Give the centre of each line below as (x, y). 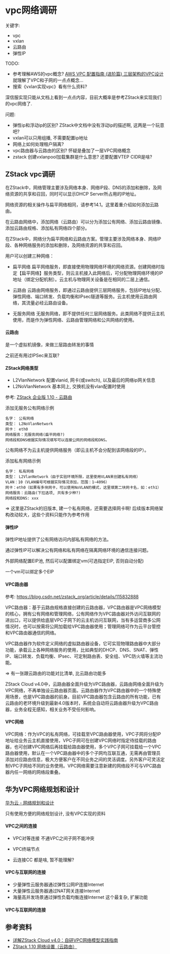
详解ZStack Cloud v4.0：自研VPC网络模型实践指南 (65, 940)
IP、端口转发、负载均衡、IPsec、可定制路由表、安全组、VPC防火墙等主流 (82, 656)
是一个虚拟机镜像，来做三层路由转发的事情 (50, 345)
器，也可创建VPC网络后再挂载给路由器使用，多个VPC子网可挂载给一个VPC (83, 747)
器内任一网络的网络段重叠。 (34, 772)
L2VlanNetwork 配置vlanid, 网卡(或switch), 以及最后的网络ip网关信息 (84, 380)
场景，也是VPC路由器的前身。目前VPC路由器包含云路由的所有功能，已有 (85, 697)
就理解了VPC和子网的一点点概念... (48, 80)
